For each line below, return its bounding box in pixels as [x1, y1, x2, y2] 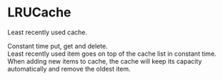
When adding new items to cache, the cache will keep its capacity [7, 56, 202, 65]
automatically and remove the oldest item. [7, 64, 131, 73]
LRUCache [7, 4, 71, 21]
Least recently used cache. [7, 28, 88, 36]
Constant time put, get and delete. [7, 41, 109, 50]
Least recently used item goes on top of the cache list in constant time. [7, 49, 217, 58]
